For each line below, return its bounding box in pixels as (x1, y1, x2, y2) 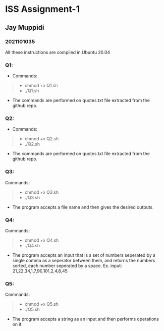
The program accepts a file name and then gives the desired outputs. (12, 204, 154, 210)
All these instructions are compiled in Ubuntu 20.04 (5, 49, 110, 55)
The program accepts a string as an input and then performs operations (12, 316, 159, 322)
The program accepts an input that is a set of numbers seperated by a (12, 252, 156, 258)
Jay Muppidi (5, 23, 45, 32)
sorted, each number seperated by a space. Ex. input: (12, 263, 122, 269)
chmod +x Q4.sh (24, 237, 59, 243)
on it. (12, 321, 23, 328)
